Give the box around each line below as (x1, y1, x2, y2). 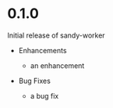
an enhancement (30, 60, 85, 70)
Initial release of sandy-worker (7, 31, 106, 40)
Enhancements (18, 45, 67, 55)
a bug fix (30, 91, 59, 100)
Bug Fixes (18, 76, 51, 85)
